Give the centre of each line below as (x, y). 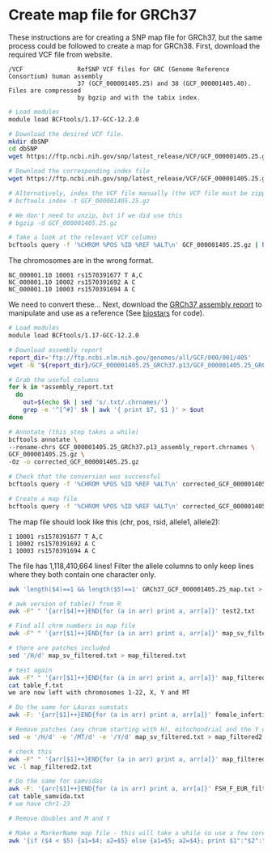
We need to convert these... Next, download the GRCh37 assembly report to (135, 304)
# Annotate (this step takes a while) (74, 432)
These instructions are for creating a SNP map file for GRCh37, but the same (136, 37)
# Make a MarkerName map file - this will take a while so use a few (128, 833)
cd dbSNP (23, 149)
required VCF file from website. (61, 54)
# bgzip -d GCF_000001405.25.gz (63, 223)
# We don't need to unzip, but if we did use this (96, 215)
